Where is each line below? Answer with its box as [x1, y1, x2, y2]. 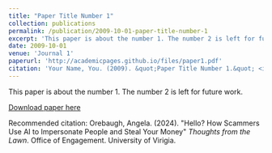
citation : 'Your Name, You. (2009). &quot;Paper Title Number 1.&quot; [8, 65, 255, 73]
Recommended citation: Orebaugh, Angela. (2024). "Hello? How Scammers [8, 118, 261, 128]
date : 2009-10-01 [8, 42, 67, 50]
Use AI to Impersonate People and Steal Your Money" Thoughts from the [8, 126, 251, 136]
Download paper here [8, 102, 81, 112]
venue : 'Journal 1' [8, 49, 74, 57]
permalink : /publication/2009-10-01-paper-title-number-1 [8, 27, 208, 35]
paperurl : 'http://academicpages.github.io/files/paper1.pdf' [8, 57, 223, 66]
